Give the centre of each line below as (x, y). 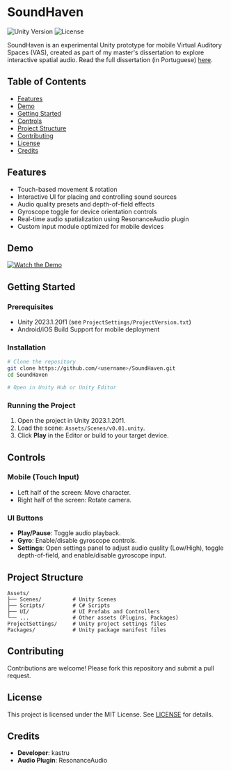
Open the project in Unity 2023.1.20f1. (71, 421)
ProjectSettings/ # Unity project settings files (87, 624)
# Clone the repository (42, 362)
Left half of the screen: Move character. (74, 492)
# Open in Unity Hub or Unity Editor (62, 387)
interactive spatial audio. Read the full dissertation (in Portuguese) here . (110, 59)
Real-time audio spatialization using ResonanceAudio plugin (103, 219)
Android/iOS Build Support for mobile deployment (88, 329)
